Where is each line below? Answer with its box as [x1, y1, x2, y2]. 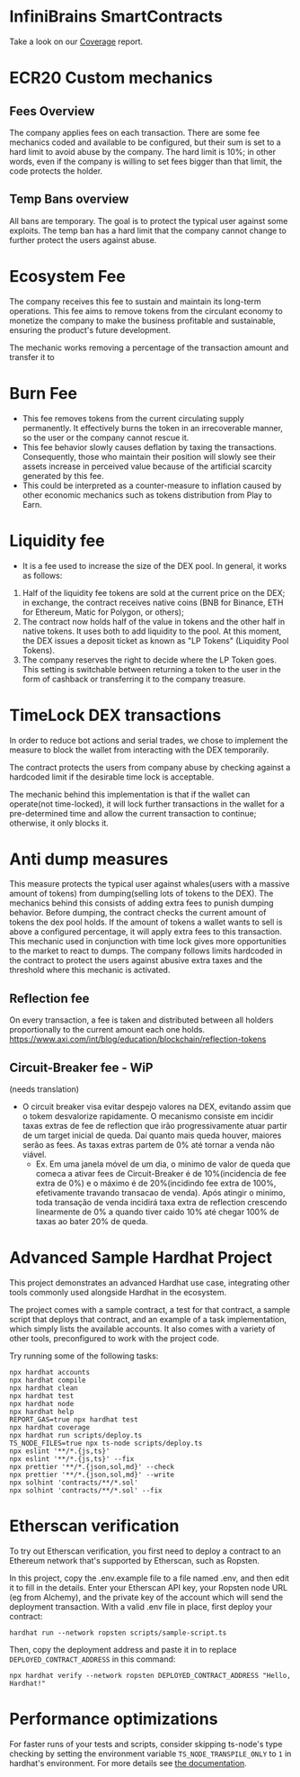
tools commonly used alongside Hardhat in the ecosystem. [9, 1287, 227, 1297]
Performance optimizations [9, 1709, 218, 1729]
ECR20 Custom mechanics [9, 68, 213, 88]
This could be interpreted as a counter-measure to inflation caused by [22, 480, 282, 491]
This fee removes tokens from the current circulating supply [22, 412, 244, 424]
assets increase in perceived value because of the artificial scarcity [22, 461, 272, 472]
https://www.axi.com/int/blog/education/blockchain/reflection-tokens [9, 1033, 267, 1045]
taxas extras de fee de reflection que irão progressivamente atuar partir [22, 1121, 287, 1132]
